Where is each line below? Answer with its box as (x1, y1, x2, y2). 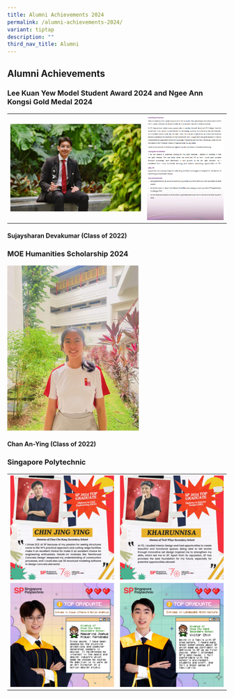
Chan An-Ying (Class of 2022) (7, 440, 96, 449)
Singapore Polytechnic (7, 458, 86, 467)
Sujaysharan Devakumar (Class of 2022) (7, 231, 127, 240)
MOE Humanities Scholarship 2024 (7, 249, 129, 259)
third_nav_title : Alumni (7, 41, 79, 48)
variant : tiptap (7, 26, 54, 33)
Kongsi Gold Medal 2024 (7, 97, 93, 107)
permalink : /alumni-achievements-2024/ (7, 18, 123, 26)
